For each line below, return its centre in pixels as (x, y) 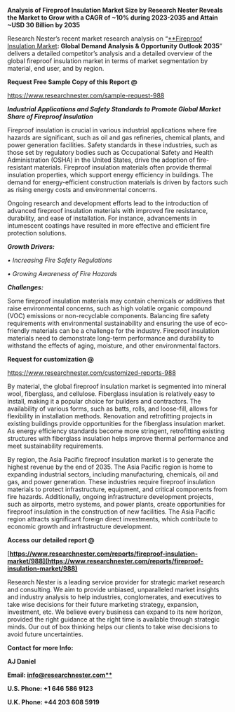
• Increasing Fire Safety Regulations (60, 260)
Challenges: (26, 287)
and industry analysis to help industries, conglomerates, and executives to (115, 597)
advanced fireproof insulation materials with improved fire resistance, (108, 211)
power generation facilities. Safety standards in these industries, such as (112, 145)
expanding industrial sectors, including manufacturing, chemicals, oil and (113, 474)
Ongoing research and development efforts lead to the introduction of (108, 203)
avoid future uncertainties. (45, 634)
